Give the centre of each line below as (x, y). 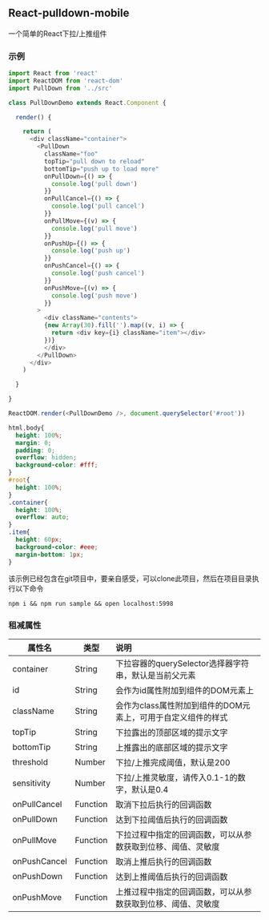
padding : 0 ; (36, 450)
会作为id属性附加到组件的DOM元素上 (185, 690)
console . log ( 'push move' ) (94, 296)
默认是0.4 (150, 789)
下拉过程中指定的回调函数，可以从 (180, 834)
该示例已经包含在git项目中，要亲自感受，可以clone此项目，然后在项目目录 (130, 578)
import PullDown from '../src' (60, 88)
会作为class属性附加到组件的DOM (179, 705)
